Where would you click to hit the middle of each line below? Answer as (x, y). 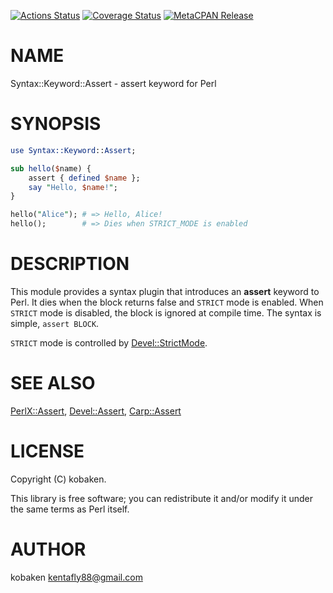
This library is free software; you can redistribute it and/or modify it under (162, 498)
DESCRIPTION (70, 264)
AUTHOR (48, 549)
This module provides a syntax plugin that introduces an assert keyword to (165, 291)
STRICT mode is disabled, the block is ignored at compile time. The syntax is (166, 312)
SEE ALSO (53, 383)
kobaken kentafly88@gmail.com (76, 577)
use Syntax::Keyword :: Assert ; (73, 150)
